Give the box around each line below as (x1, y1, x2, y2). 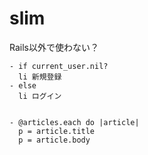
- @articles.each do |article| (9, 117, 140, 127)
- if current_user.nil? (9, 61, 109, 71)
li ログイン (18, 91, 62, 101)
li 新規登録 (18, 72, 62, 82)
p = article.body (18, 135, 91, 145)
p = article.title (18, 126, 96, 136)
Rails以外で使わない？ (9, 41, 99, 53)
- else (9, 80, 37, 91)
